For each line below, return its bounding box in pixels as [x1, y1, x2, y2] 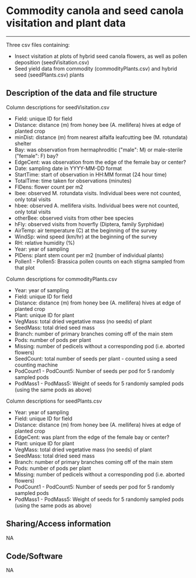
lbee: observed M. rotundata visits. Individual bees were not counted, [14, 189, 181, 196]
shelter [14, 140, 32, 147]
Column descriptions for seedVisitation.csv [6, 103, 110, 110]
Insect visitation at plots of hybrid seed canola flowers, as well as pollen [14, 53, 188, 60]
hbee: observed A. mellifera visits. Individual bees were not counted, [14, 202, 180, 209]
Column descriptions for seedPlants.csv [6, 397, 102, 404]
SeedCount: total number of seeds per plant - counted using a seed [14, 355, 177, 362]
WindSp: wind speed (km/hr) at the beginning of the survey [14, 233, 157, 240]
